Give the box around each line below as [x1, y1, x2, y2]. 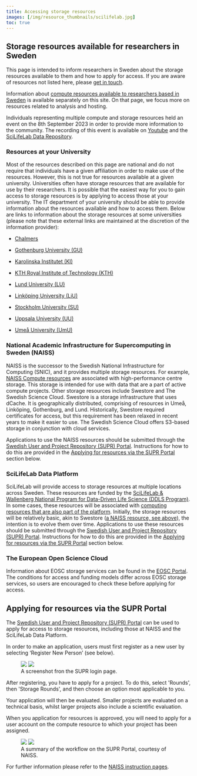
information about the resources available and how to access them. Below [6, 205, 185, 212]
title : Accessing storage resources [6, 8, 96, 15]
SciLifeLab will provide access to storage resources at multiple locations [6, 483, 181, 490]
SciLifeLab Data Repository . [6, 133, 74, 140]
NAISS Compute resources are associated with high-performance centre [6, 374, 182, 382]
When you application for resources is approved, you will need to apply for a [6, 715, 191, 722]
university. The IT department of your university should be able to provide [6, 199, 185, 206]
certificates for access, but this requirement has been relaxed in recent [6, 412, 178, 419]
